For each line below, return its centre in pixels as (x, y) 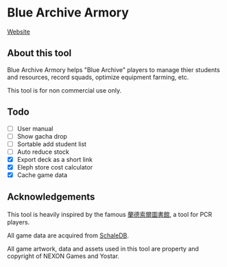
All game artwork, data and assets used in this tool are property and (103, 248)
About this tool (39, 53)
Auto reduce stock (43, 152)
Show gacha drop (42, 136)
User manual (35, 128)
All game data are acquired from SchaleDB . (68, 235)
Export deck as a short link (55, 159)
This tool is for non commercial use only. (64, 90)
